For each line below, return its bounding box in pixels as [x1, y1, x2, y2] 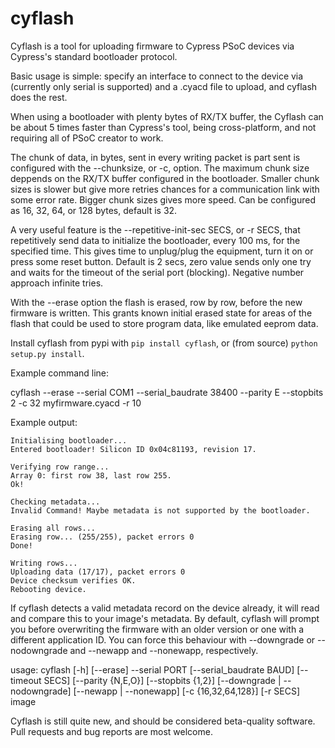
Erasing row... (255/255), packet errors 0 [10, 532, 195, 542]
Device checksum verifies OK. [10, 575, 137, 586]
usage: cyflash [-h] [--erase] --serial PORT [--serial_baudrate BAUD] [10, 663, 295, 676]
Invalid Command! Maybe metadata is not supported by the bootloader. [10, 505, 311, 516]
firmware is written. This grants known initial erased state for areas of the [10, 307, 313, 319]
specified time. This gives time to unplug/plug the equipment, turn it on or [10, 245, 314, 257]
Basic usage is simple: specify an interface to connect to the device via [10, 70, 304, 82]
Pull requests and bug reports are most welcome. [10, 725, 213, 737]
